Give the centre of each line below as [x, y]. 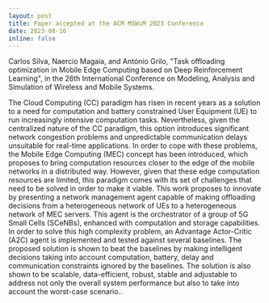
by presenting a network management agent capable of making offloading [132, 197]
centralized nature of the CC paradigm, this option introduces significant [129, 128]
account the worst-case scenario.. [65, 292]
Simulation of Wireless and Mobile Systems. [82, 87]
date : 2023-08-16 [38, 31]
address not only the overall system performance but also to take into [124, 283]
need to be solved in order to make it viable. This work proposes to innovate [135, 189]
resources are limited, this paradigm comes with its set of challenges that [130, 180]
